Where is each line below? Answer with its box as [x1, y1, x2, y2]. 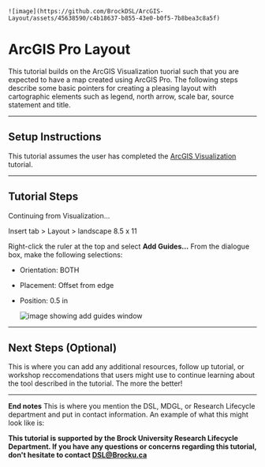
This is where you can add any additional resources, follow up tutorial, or [8, 362, 244, 372]
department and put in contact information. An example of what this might [8, 410, 248, 420]
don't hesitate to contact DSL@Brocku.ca [8, 450, 147, 460]
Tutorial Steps [8, 190, 79, 204]
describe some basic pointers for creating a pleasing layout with [8, 83, 217, 92]
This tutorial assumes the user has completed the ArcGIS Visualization [8, 151, 237, 161]
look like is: [8, 418, 45, 428]
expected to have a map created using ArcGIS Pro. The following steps [8, 75, 238, 84]
